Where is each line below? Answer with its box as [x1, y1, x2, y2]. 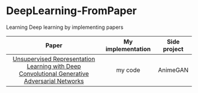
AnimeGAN [158, 66, 189, 74]
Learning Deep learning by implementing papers [6, 24, 124, 31]
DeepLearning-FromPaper [6, 4, 137, 18]
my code [115, 66, 140, 74]
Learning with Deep [27, 62, 81, 70]
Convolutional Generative [18, 69, 90, 78]
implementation [105, 45, 151, 53]
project [163, 45, 184, 53]
